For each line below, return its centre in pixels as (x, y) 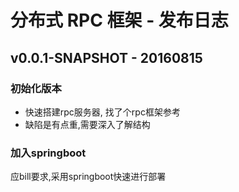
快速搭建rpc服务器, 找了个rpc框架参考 (102, 112)
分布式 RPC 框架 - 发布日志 (119, 20)
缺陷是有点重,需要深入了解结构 (87, 124)
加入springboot (48, 153)
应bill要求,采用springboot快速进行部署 (88, 177)
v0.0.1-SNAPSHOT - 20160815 (106, 57)
